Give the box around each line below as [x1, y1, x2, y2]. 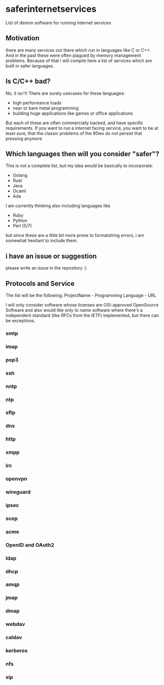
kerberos [5, 647, 28, 654]
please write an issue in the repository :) [5, 265, 87, 271]
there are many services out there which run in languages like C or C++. [5, 47, 152, 53]
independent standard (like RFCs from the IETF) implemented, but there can [5, 312, 159, 318]
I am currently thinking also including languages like [5, 203, 110, 209]
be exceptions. [5, 318, 36, 323]
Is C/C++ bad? [5, 77, 51, 86]
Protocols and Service [5, 279, 75, 288]
